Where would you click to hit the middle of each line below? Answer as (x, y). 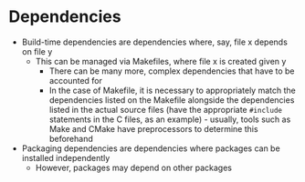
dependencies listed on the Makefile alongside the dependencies (172, 100)
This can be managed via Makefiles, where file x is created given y (161, 61)
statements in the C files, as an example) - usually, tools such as (170, 119)
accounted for (75, 80)
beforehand (71, 138)
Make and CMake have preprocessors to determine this (153, 128)
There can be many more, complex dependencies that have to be (172, 71)
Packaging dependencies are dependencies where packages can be (151, 148)
